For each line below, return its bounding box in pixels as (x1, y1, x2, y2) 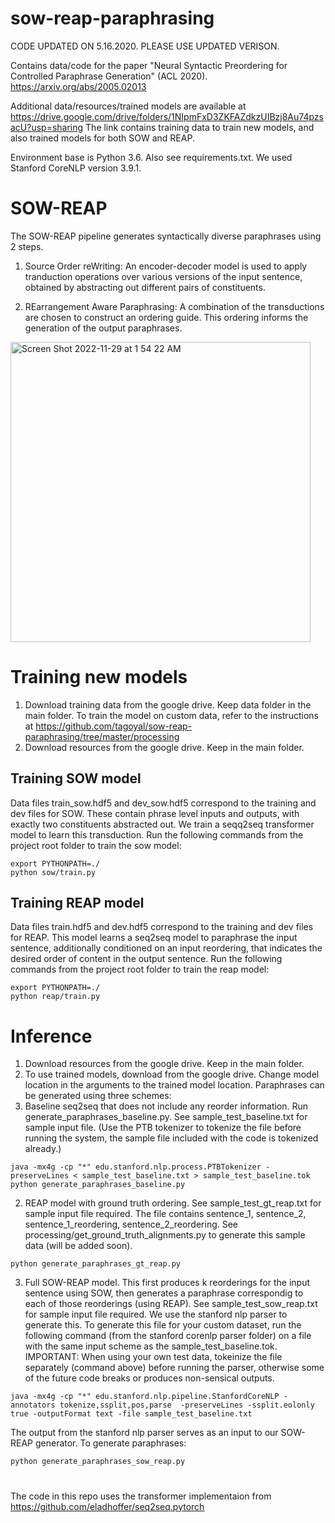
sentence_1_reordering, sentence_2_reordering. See (24, 1218, 239, 1231)
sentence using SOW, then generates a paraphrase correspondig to (24, 1287, 304, 1299)
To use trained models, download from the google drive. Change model (24, 1068, 320, 1081)
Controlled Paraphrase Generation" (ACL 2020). (10, 70, 208, 82)
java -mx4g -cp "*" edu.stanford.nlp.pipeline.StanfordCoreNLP (10, 1392, 280, 1402)
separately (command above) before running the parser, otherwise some (24, 1362, 325, 1374)
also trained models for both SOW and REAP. (10, 132, 195, 144)
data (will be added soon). (24, 1240, 133, 1252)
